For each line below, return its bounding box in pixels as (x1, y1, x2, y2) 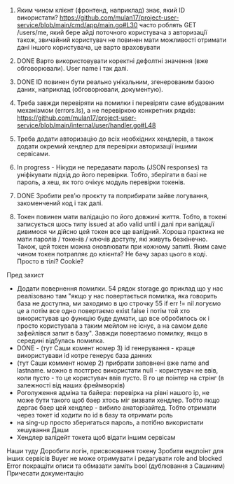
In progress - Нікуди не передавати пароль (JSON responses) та (16, 163, 208, 171)
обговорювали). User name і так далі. (16, 64, 129, 72)
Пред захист (6, 271, 44, 279)
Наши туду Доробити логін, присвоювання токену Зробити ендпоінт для (6, 447, 224, 455)
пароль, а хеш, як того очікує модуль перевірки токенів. (16, 178, 186, 186)
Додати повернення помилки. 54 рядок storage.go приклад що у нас (16, 284, 223, 293)
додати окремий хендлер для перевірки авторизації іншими (16, 142, 198, 150)
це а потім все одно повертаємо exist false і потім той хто (16, 307, 191, 314)
